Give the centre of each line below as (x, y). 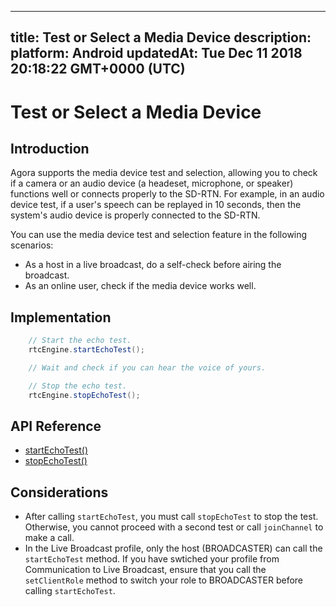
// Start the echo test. (80, 341)
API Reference (56, 426)
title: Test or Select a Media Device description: (161, 37)
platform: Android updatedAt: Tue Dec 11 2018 (156, 53)
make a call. (49, 538)
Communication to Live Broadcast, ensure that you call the (145, 570)
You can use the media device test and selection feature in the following (159, 235)
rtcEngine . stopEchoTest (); (84, 395)
